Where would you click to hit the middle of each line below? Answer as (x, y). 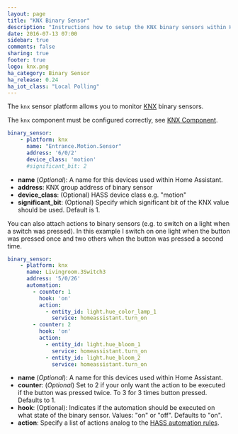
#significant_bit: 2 (56, 166)
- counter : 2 (52, 325)
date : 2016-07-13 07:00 (42, 34)
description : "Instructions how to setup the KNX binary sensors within (117, 27)
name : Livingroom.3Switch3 (66, 272)
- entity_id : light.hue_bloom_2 (93, 358)
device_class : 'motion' (61, 159)
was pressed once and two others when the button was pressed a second (115, 239)
